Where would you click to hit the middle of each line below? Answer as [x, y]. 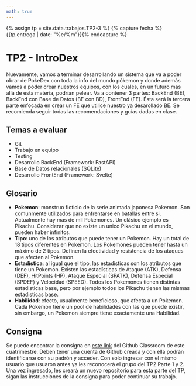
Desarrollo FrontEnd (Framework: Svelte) [63, 175]
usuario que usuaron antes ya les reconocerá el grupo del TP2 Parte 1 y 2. [95, 364]
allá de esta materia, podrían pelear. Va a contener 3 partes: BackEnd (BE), [96, 93]
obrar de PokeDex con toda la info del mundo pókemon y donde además [94, 80]
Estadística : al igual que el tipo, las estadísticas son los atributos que [98, 263]
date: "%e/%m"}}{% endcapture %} [84, 34]
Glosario [22, 193]
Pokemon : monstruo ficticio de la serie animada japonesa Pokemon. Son [102, 208]
